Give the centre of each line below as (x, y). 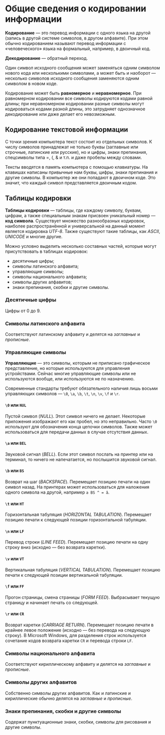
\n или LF (15, 531)
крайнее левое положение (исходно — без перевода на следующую (78, 630)
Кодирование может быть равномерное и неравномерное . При (73, 93)
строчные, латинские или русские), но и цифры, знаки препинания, (76, 152)
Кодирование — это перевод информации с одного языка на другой (78, 33)
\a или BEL (16, 443)
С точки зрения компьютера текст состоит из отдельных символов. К (79, 141)
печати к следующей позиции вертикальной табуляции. (64, 575)
